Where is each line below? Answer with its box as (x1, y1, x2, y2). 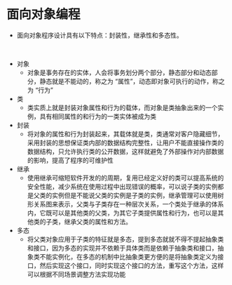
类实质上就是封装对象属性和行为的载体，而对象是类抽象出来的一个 (27, 103, 218, 112)
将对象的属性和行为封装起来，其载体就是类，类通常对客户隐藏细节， (27, 129, 224, 138)
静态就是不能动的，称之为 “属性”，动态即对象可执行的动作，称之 (39, 77, 225, 85)
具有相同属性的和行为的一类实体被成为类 (39, 112, 157, 120)
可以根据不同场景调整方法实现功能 (27, 270, 126, 278)
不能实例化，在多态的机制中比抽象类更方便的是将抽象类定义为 (39, 252, 218, 260)
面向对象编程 (6, 6, 81, 22)
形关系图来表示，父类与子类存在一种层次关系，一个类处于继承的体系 (27, 199, 224, 208)
